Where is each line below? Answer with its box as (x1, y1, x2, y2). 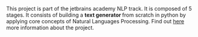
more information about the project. (6, 24, 94, 31)
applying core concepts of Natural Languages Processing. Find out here (6, 18, 185, 24)
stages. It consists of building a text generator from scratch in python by (6, 11, 186, 18)
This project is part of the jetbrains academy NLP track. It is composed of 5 (6, 5, 192, 12)
